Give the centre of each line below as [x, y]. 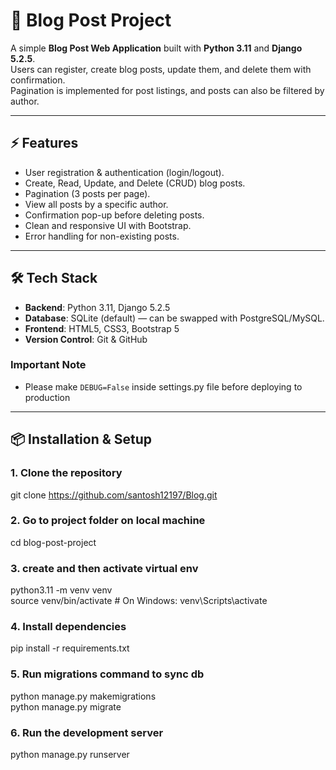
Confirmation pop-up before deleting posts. [114, 215]
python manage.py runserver [70, 755]
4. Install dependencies [68, 627]
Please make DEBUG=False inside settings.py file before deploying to [163, 386]
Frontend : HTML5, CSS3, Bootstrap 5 [102, 328]
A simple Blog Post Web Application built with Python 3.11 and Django [156, 48]
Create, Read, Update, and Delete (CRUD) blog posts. [135, 183]
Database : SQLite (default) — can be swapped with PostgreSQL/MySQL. [174, 318]
